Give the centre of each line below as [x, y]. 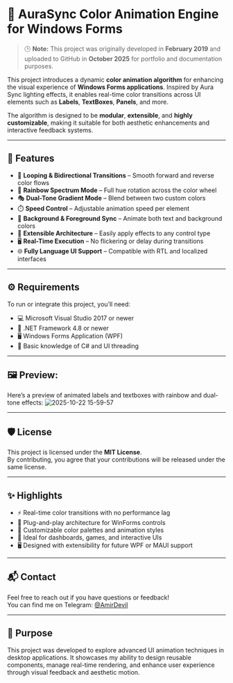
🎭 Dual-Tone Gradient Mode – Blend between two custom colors [111, 198]
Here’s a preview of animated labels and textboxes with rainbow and [105, 395]
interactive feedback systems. [50, 130]
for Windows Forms [65, 29]
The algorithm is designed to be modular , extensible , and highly [100, 115]
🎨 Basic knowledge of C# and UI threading [78, 346]
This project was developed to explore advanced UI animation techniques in [115, 650]
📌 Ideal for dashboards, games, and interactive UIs [89, 537]
